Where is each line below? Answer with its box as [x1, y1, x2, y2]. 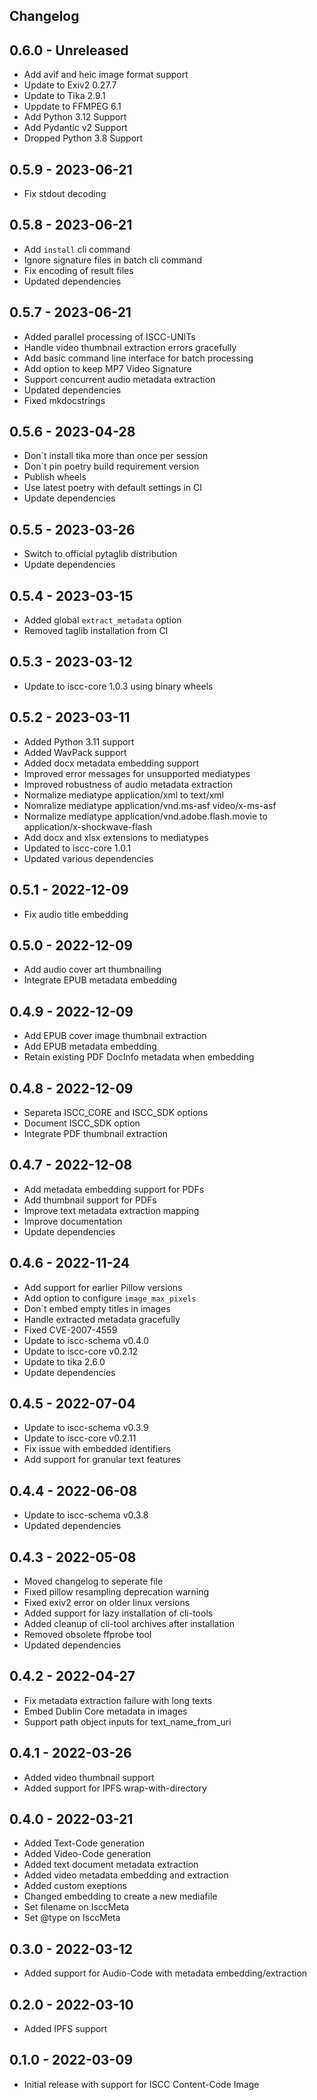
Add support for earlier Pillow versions [23, 1281, 183, 1293]
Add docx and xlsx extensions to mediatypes [23, 831, 209, 843]
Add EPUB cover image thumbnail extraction [23, 1030, 207, 1042]
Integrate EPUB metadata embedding [23, 974, 177, 986]
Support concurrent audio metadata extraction [23, 373, 216, 385]
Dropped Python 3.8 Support [23, 132, 144, 144]
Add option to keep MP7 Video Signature [23, 362, 192, 374]
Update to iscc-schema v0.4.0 [23, 1334, 150, 1346]
